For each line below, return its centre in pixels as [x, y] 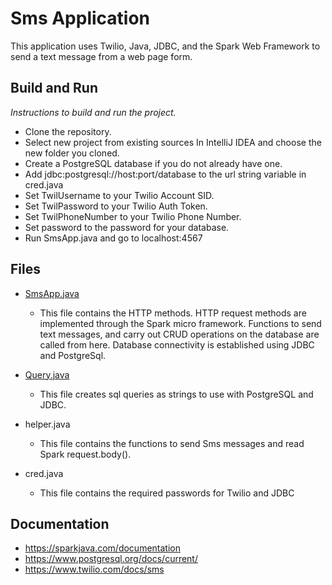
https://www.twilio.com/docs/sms [94, 569]
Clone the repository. [68, 131]
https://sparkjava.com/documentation [102, 548]
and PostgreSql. [73, 355]
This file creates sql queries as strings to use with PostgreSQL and [176, 394]
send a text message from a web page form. [101, 56]
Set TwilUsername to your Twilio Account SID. [119, 195]
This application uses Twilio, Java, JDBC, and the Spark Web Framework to [165, 46]
